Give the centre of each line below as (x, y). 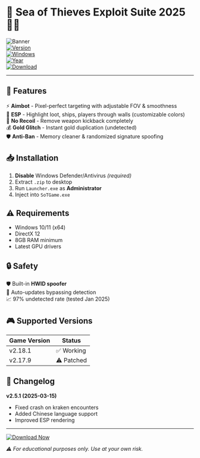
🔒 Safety (22, 266)
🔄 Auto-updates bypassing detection (51, 292)
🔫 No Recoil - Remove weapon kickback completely (70, 120)
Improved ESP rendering (45, 420)
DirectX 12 (27, 234)
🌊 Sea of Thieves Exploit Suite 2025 (96, 12)
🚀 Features (26, 91)
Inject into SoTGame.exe (42, 194)
